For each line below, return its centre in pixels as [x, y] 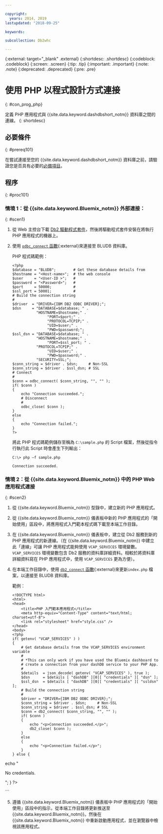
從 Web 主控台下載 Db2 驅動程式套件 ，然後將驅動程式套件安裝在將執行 [83, 229]
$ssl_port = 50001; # [44, 291]
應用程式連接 [20, 486]
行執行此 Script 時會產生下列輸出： [47, 448]
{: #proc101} [17, 195]
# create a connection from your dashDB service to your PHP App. [90, 665]
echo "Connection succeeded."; [53, 394]
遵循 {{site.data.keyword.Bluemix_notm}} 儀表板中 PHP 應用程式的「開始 [85, 802]
